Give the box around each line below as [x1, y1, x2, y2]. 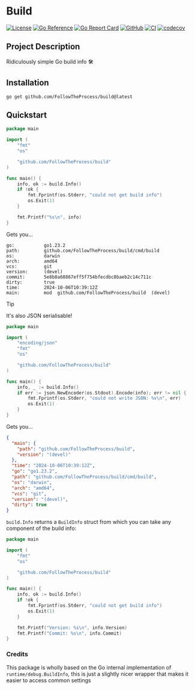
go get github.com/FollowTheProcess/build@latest [6, 93, 133, 100]
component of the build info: [6, 525, 77, 532]
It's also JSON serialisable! [6, 312, 73, 319]
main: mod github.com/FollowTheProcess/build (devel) [6, 290, 170, 296]
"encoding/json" [17, 340, 58, 346]
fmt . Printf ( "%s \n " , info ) [17, 214, 82, 220]
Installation [6, 78, 49, 88]
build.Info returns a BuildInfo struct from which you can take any [6, 518, 172, 526]
